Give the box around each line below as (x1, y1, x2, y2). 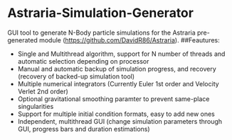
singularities (17, 102, 54, 110)
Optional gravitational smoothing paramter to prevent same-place (17, 94, 210, 103)
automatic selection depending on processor (17, 57, 149, 65)
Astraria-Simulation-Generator (7, 5, 194, 21)
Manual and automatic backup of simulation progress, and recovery (17, 64, 217, 73)
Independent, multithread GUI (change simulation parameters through (17, 117, 223, 125)
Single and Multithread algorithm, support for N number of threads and (17, 49, 226, 58)
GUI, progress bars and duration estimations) (17, 124, 151, 133)
